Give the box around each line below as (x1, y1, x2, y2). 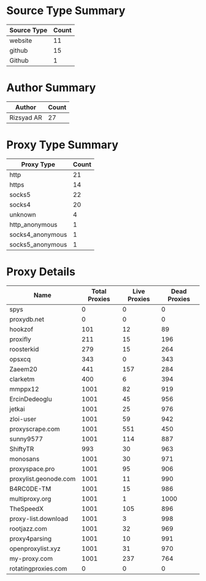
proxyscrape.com (9, 425, 60, 433)
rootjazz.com (9, 524, 47, 533)
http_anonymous (9, 220, 58, 229)
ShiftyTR (9, 444, 34, 453)
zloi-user (9, 415, 37, 423)
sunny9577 (9, 434, 44, 443)
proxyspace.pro (9, 464, 55, 473)
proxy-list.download (9, 514, 69, 523)
